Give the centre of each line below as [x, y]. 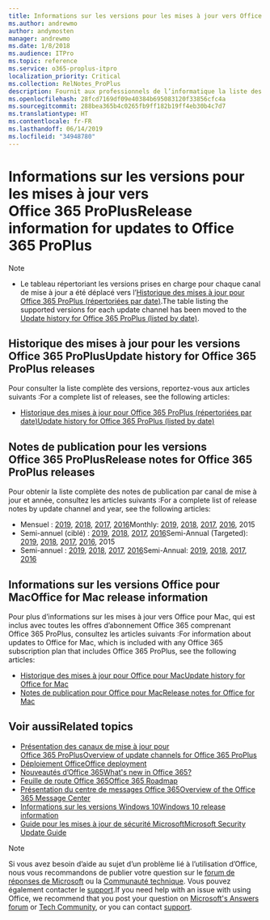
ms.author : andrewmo [43, 24]
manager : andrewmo [39, 39]
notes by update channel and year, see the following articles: [110, 509]
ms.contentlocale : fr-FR [50, 122]
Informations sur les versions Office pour [114, 584]
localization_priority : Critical [65, 76]
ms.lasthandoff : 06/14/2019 [56, 129]
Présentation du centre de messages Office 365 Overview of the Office [138, 789]
